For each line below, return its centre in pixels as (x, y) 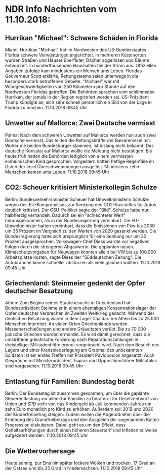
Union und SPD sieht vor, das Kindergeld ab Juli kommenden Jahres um (78, 404)
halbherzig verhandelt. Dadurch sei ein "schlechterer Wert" (65, 215)
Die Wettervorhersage (40, 451)
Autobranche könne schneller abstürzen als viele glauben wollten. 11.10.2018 (83, 262)
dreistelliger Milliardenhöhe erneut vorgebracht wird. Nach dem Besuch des (82, 345)
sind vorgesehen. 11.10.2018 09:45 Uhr (44, 366)
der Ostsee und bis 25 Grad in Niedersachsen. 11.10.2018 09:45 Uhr (74, 468)
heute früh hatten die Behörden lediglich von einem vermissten (69, 156)
